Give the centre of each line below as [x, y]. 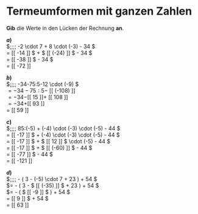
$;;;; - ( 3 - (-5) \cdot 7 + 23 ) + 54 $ [52, 179]
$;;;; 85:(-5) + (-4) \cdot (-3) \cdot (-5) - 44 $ [63, 128]
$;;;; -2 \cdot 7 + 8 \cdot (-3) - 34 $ [51, 46]
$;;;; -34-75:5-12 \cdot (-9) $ [43, 84]
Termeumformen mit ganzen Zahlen [99, 11]
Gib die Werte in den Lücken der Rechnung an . [65, 28]
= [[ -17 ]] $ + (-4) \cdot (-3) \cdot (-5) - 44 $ [63, 135]
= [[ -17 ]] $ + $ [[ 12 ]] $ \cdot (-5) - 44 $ [58, 141]
